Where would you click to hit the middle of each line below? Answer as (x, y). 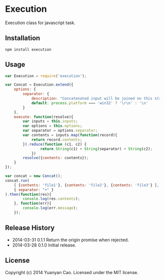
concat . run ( (17, 181)
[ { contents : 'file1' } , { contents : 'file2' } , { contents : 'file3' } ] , (87, 185)
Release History (30, 228)
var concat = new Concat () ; (34, 176)
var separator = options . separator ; (60, 131)
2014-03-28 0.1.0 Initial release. (44, 245)
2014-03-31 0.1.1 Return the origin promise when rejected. (70, 240)
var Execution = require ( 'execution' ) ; (46, 76)
